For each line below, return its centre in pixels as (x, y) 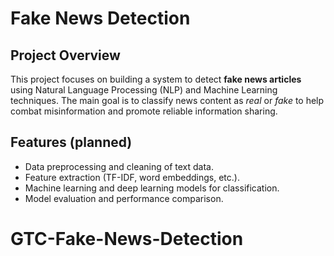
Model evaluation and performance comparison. (124, 198)
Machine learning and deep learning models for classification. (152, 188)
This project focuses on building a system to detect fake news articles (156, 79)
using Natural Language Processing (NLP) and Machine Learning (144, 90)
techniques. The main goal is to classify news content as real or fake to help (167, 100)
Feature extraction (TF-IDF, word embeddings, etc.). (132, 177)
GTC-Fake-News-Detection (127, 239)
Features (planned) (71, 142)
